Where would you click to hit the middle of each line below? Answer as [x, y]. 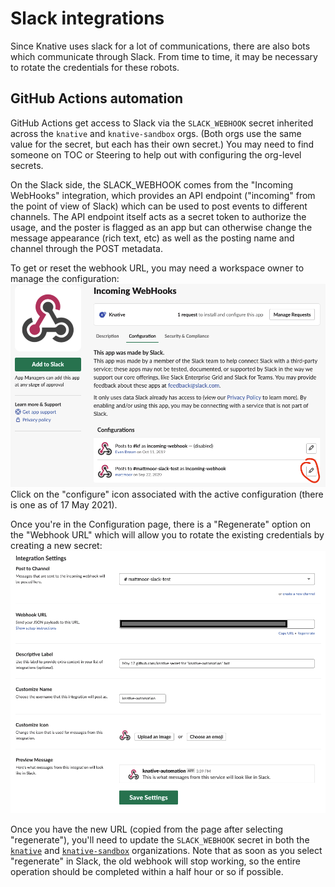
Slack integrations [87, 18]
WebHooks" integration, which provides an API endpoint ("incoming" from [163, 195]
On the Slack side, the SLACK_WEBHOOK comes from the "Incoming [152, 184]
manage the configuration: [65, 278]
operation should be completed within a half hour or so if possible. [147, 872]
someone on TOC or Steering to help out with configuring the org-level [156, 154]
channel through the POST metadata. [86, 248]
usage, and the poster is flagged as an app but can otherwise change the [161, 227]
